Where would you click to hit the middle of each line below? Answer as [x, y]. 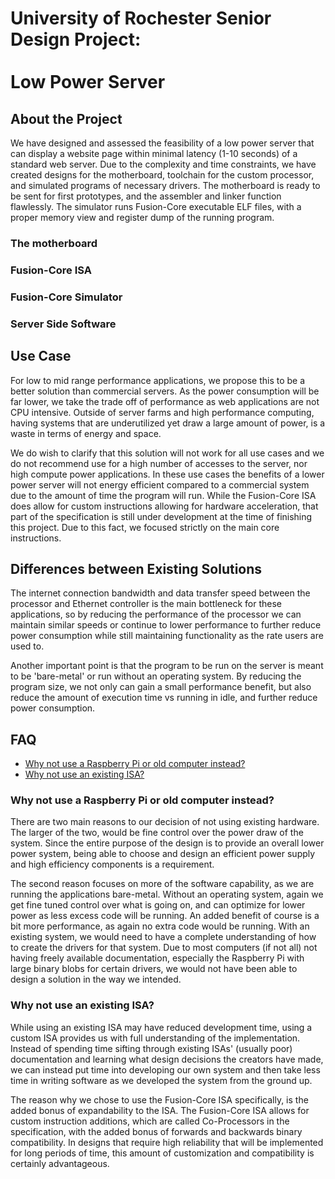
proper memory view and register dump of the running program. [142, 217]
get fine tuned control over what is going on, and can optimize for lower [158, 905]
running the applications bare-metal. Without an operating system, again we [167, 894]
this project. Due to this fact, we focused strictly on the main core [145, 527]
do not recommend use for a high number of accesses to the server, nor [159, 463]
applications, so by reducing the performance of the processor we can [156, 614]
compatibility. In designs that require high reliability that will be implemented [167, 1142]
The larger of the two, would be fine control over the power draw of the [157, 833]
